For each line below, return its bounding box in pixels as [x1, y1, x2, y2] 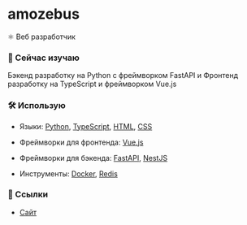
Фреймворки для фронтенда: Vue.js [19, 137, 144, 147]
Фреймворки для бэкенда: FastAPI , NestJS [19, 153, 168, 162]
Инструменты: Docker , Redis [19, 168, 119, 179]
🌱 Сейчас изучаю [7, 52, 80, 63]
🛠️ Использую [7, 100, 66, 111]
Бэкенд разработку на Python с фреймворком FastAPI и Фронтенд [7, 71, 239, 80]
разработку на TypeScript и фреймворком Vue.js [7, 79, 177, 89]
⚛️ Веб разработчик [7, 32, 76, 41]
